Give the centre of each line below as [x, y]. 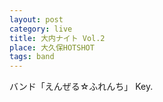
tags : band [32, 57]
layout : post [36, 19]
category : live [41, 29]
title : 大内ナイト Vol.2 [57, 38]
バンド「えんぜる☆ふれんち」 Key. [81, 87]
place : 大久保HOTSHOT [52, 47]
